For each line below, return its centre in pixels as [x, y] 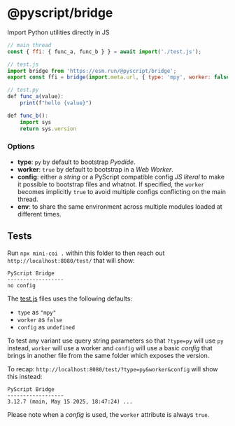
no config [22, 285]
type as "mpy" [37, 312]
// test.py [23, 90]
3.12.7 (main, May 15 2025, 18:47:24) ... [70, 401]
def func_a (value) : [36, 97]
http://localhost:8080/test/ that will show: [71, 260]
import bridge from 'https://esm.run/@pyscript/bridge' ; [92, 71]
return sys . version [48, 129]
